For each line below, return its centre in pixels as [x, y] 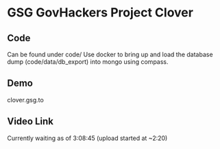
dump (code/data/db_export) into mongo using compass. [88, 62]
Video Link [30, 122]
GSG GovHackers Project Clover [100, 13]
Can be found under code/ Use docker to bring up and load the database [110, 54]
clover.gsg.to [26, 100]
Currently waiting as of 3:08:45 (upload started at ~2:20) [87, 138]
